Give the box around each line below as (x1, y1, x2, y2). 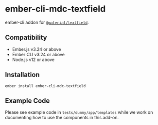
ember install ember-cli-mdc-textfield (5, 83, 86, 88)
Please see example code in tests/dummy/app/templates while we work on (5, 109, 153, 115)
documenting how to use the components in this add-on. (5, 115, 119, 121)
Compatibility (5, 33, 47, 42)
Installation (5, 71, 40, 79)
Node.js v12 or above (12, 57, 55, 62)
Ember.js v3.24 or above (12, 46, 61, 52)
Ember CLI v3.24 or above (12, 51, 65, 57)
